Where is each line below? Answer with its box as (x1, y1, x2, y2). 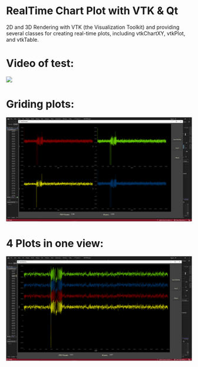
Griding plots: (6, 98, 75, 111)
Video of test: (6, 57, 74, 70)
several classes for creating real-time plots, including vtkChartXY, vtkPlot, (6, 29, 186, 36)
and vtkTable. (6, 36, 39, 43)
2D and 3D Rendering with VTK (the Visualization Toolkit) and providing (6, 24, 180, 31)
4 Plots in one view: (6, 236, 104, 250)
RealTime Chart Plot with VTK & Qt (6, 4, 179, 18)
